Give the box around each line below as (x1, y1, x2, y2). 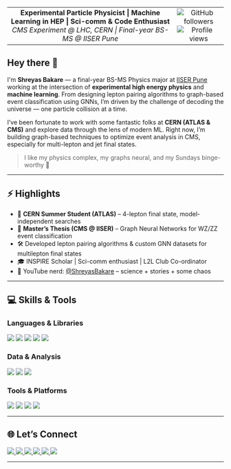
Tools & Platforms (7, 386, 67, 395)
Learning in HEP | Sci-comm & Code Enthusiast (10, 17, 170, 26)
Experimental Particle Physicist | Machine (20, 8, 160, 17)
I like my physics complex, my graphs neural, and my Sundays (23, 153, 201, 161)
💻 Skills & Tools (7, 294, 77, 306)
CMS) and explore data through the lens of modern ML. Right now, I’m (7, 125, 206, 134)
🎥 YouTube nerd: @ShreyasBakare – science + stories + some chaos (16, 267, 211, 275)
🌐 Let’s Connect (7, 428, 78, 440)
